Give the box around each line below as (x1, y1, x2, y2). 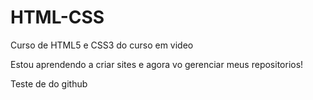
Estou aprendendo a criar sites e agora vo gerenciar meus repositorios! (10, 58, 304, 70)
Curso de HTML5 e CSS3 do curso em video (10, 39, 194, 51)
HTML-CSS (10, 6, 105, 29)
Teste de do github (10, 77, 88, 90)
